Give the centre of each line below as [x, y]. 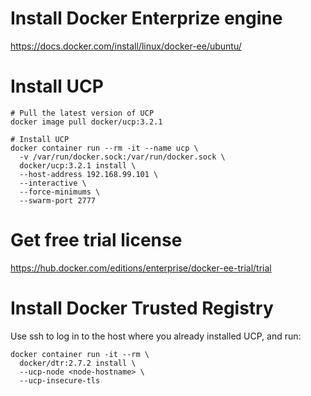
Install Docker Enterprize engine [146, 18]
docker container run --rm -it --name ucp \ [104, 148]
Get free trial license [96, 240]
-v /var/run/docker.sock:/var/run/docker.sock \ [122, 157]
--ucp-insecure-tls [60, 380]
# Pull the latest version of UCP [82, 113]
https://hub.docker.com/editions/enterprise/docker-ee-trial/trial [141, 268]
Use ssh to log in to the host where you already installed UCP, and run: [156, 336]
